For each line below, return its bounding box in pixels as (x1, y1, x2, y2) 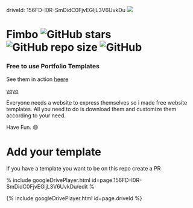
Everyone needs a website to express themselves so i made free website (6, 99, 188, 106)
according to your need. (6, 112, 66, 119)
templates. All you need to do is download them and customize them (6, 106, 177, 113)
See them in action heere (6, 76, 69, 83)
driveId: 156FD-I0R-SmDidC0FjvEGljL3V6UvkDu (6, 7, 125, 13)
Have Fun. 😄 (6, 124, 39, 131)
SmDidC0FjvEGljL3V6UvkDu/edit (6, 183, 89, 190)
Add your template (6, 145, 101, 158)
